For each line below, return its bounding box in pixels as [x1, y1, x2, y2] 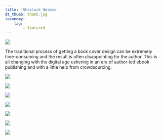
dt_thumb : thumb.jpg [5, 12, 48, 17]
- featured [23, 26, 45, 31]
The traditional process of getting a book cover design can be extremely [5, 48, 152, 54]
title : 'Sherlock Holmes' [5, 7, 58, 12]
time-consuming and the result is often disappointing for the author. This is [5, 54, 157, 60]
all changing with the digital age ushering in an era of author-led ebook [5, 59, 150, 65]
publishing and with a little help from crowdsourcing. [5, 64, 112, 70]
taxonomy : [5, 16, 26, 21]
